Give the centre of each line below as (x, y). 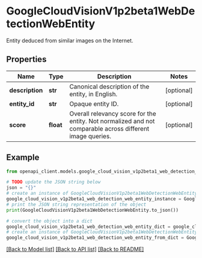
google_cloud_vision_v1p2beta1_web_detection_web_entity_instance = (94, 199)
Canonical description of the (109, 87)
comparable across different (109, 129)
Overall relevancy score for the (112, 114)
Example (23, 158)
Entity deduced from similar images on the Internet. (70, 40)
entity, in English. (93, 94)
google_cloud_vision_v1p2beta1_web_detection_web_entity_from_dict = (95, 238)
